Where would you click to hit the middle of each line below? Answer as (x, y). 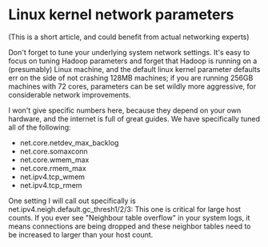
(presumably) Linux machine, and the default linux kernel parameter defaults (134, 69)
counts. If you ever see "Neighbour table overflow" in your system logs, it (129, 217)
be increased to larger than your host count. (81, 234)
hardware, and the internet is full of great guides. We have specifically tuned (134, 118)
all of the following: (40, 127)
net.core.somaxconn (54, 151)
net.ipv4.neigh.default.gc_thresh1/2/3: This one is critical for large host (125, 209)
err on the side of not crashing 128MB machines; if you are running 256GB (131, 78)
